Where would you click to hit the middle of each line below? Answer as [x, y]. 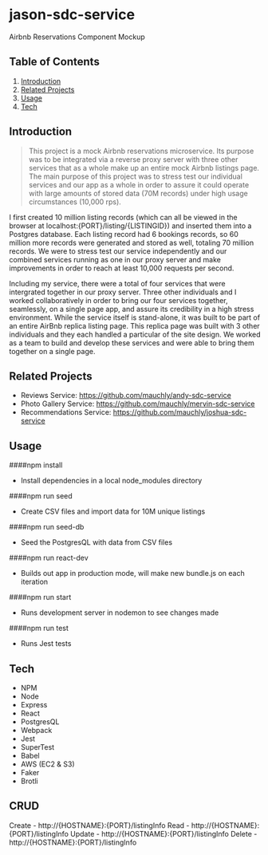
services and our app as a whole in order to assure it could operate [139, 184]
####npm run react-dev [49, 558]
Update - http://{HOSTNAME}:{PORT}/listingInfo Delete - [164, 833]
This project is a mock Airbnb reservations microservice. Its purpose [141, 151]
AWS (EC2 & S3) [47, 764]
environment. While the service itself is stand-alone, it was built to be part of [135, 317]
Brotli [29, 781]
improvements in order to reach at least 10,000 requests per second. [122, 268]
